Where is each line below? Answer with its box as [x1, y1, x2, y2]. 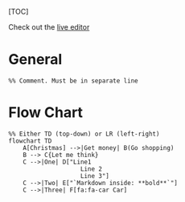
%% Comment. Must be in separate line [8, 76, 138, 85]
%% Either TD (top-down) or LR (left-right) [8, 130, 160, 138]
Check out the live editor [8, 22, 90, 31]
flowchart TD [8, 136, 52, 145]
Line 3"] [80, 172, 110, 180]
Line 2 [80, 164, 103, 173]
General [8, 50, 63, 69]
